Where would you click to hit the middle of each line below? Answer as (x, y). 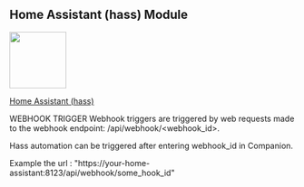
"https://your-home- (112, 163)
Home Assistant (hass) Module (99, 15)
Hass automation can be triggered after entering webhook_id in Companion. (151, 145)
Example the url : (41, 163)
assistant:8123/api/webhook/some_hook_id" (92, 173)
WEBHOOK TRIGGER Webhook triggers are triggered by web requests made (152, 118)
